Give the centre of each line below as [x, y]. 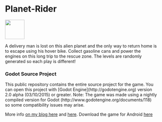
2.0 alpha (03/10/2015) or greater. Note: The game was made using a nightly [81, 95]
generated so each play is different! [40, 61]
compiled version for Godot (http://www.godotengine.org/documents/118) [78, 100]
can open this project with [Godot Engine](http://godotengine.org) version [79, 90]
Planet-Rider [31, 9]
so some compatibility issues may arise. [45, 105]
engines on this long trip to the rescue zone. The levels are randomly [73, 56]
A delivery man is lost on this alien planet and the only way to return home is [81, 46]
